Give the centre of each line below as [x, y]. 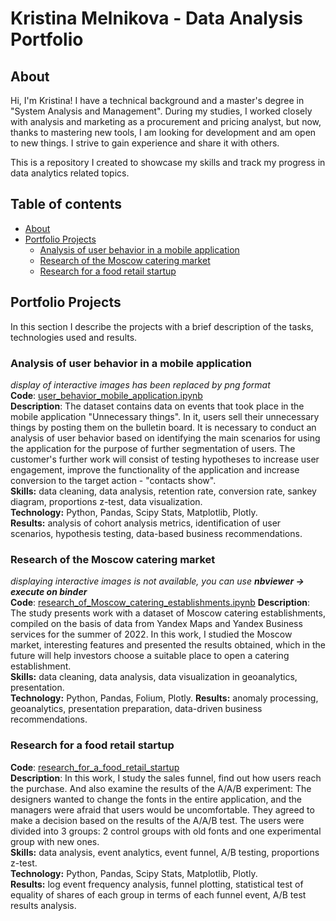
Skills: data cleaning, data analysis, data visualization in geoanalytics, [154, 677]
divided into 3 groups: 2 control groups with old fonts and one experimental [166, 831]
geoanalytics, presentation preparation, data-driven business [136, 709]
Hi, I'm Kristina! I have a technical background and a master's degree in [157, 100]
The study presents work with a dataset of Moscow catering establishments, [168, 613]
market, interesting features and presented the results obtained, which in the [168, 645]
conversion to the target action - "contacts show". [113, 480]
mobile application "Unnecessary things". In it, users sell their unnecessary [165, 416]
